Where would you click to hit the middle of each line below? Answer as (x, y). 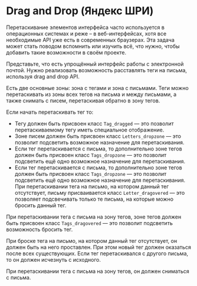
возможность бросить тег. (40, 229)
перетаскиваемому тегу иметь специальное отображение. (89, 130)
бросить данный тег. (40, 205)
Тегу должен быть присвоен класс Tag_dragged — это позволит (94, 123)
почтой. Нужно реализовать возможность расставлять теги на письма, (97, 70)
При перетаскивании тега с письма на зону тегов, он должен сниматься (98, 271)
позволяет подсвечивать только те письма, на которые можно (94, 199)
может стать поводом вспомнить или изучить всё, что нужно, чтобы (93, 46)
